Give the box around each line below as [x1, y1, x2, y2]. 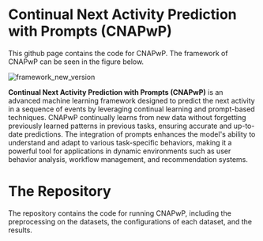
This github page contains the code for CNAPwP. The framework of [8, 48, 228, 58]
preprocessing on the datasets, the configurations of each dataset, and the [8, 217, 253, 226]
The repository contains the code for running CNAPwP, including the [8, 208, 231, 218]
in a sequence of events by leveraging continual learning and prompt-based [8, 104, 255, 114]
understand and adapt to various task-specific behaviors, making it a [8, 137, 232, 147]
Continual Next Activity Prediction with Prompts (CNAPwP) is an [8, 87, 224, 96]
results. [8, 225, 33, 235]
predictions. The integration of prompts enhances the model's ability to [24, 129, 256, 139]
